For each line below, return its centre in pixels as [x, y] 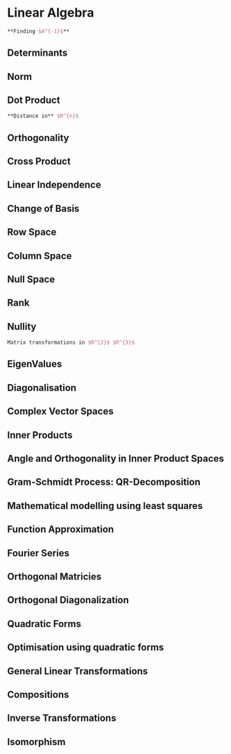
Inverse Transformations [62, 718]
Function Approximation [61, 529]
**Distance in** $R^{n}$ [43, 116]
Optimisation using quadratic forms [86, 647]
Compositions [38, 695]
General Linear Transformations [78, 671]
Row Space [32, 232]
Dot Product [34, 100]
